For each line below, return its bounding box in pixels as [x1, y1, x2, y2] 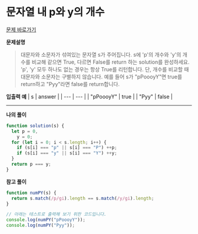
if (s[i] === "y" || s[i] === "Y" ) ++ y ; [16, 150, 117, 156]
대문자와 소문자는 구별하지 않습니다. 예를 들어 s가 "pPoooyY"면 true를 [20, 73, 183, 80]
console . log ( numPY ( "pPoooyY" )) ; [6, 217, 85, 223]
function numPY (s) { [6, 190, 57, 196]
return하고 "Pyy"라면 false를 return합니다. [20, 80, 120, 87]
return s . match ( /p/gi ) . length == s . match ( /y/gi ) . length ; [11, 195, 154, 201]
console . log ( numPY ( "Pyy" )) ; [6, 222, 75, 229]
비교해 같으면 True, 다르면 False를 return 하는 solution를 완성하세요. [31, 58, 190, 65]
